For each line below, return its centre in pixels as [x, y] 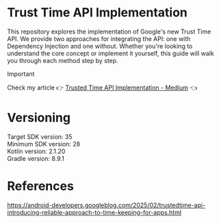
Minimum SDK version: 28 [44, 144]
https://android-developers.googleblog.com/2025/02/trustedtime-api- [106, 205]
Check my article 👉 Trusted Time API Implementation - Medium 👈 [102, 88]
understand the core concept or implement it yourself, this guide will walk [110, 53]
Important [21, 74]
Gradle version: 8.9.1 [36, 158]
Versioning [39, 118]
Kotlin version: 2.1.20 [36, 151]
